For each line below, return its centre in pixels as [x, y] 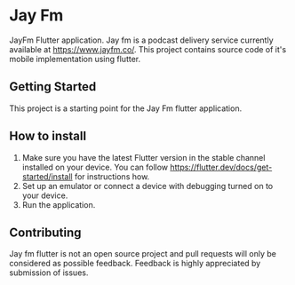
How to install [48, 136]
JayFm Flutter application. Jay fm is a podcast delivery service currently [141, 40]
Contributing [45, 232]
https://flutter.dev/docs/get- [221, 167]
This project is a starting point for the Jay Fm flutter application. [126, 108]
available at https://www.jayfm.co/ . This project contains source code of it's [148, 49]
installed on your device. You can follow [95, 167]
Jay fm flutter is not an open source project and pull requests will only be [143, 254]
